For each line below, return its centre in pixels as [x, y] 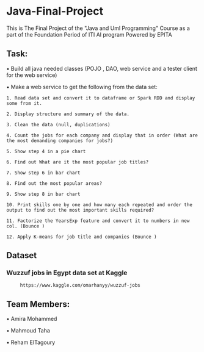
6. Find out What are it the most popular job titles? [78, 162]
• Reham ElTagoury [31, 342]
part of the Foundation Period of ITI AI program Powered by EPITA [89, 34]
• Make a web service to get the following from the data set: [82, 87]
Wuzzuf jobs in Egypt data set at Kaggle [67, 273]
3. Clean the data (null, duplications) [59, 124]
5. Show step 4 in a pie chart [46, 151]
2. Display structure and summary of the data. [68, 114]
